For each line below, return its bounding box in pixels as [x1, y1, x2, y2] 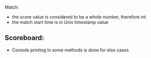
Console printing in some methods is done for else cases [11, 47, 129, 53]
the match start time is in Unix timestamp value [11, 19, 109, 25]
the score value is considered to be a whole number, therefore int [11, 14, 147, 19]
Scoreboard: [4, 33, 44, 42]
